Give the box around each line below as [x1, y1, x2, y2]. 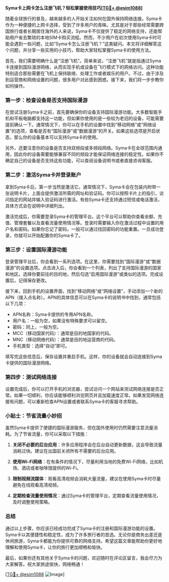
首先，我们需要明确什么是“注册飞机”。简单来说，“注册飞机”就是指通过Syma [5, 58, 161, 63]
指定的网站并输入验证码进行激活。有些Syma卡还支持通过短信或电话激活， [9, 196, 162, 202]
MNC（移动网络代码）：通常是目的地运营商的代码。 [12, 336, 118, 342]
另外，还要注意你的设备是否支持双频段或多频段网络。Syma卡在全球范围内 [5, 145, 158, 151]
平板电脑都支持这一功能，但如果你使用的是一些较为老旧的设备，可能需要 [14, 115, 164, 121]
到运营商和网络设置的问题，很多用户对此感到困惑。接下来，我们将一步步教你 [5, 77, 164, 83]
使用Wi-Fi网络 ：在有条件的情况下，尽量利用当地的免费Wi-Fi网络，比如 [12, 459, 159, 465]
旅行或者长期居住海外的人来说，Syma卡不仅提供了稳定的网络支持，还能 [9, 28, 158, 34]
